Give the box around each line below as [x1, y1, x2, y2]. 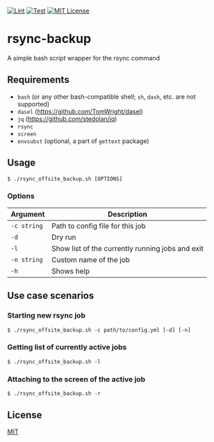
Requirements [7, 74, 69, 86]
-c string [10, 222, 43, 229]
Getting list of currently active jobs [7, 343, 127, 352]
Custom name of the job [51, 254, 131, 264]
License [7, 409, 42, 420]
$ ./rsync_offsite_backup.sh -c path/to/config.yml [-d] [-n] [7, 327, 191, 334]
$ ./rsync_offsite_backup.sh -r [7, 390, 101, 398]
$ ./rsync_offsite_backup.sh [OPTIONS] [7, 175, 123, 182]
